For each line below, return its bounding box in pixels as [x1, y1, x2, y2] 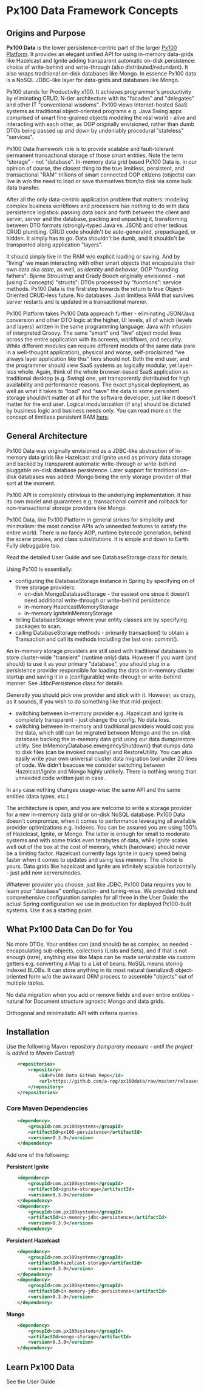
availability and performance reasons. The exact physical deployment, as [6, 381, 189, 388]
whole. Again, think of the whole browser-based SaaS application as [18, 368, 189, 375]
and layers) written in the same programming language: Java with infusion [6, 323, 192, 330]
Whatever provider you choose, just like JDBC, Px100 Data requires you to [6, 881, 192, 888]
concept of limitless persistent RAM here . [6, 413, 110, 421]
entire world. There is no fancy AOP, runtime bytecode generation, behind [6, 529, 191, 536]
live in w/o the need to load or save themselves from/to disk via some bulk [6, 178, 192, 184]
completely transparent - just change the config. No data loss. [15, 716, 171, 723]
